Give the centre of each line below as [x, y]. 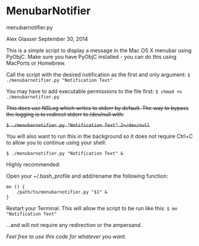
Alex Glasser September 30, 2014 [47, 39]
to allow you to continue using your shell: [56, 142]
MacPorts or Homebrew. [36, 63]
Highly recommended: [33, 164]
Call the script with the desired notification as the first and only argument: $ [98, 74]
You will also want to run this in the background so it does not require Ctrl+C [99, 136]
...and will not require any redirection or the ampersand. [74, 225]
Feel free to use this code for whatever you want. [66, 236]
